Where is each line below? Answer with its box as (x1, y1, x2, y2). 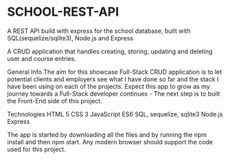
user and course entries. (7, 54, 77, 62)
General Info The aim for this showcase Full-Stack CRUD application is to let (7, 68, 222, 76)
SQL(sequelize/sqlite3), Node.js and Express (7, 34, 134, 42)
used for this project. (7, 145, 67, 153)
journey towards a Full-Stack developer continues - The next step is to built (7, 90, 220, 98)
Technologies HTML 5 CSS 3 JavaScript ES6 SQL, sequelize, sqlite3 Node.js (7, 110, 223, 118)
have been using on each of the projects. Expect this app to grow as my (7, 82, 211, 90)
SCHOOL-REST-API (7, 4, 119, 20)
